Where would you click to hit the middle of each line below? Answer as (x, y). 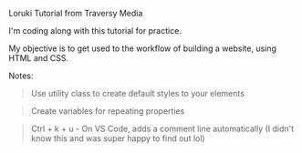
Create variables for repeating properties (108, 111)
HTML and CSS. (39, 58)
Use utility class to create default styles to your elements (138, 93)
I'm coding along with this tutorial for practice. (95, 31)
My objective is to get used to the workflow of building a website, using (143, 48)
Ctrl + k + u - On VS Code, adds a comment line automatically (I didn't (162, 128)
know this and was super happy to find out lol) (118, 138)
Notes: (21, 76)
